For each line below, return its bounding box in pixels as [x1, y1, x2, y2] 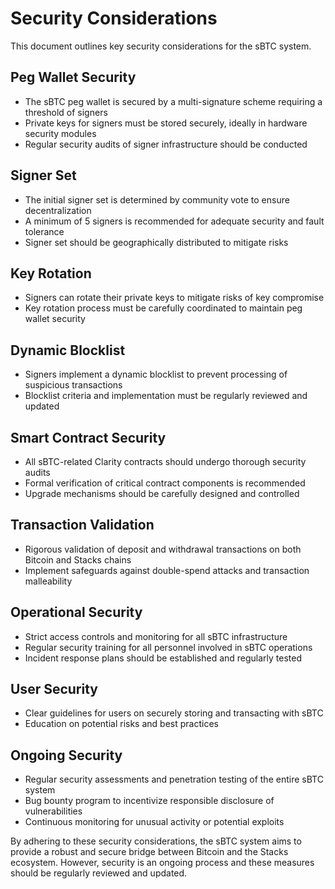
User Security [10, 681, 98, 698]
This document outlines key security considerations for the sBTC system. [10, 40, 312, 52]
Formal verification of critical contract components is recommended [24, 477, 306, 489]
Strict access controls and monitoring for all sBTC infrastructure [24, 630, 288, 642]
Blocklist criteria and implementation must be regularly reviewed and [24, 390, 308, 402]
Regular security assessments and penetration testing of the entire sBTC [24, 773, 324, 786]
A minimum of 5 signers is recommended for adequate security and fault [24, 215, 325, 227]
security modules [24, 127, 97, 139]
